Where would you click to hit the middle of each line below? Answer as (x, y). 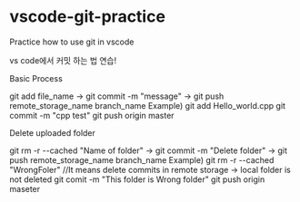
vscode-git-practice (88, 17)
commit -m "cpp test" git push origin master (92, 115)
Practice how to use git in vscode (72, 42)
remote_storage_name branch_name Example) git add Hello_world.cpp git (148, 105)
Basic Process (36, 78)
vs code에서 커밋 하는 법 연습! (63, 60)
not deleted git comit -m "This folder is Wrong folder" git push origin (137, 179)
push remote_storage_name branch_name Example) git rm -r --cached (142, 159)
